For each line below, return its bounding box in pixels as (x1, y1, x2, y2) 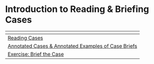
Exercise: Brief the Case (7, 50, 64, 57)
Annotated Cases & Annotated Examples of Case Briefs (7, 42, 137, 49)
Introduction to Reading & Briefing (5, 3, 149, 15)
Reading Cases (7, 34, 43, 41)
